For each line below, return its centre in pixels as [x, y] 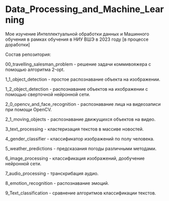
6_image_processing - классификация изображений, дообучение [75, 158]
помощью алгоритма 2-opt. [35, 70]
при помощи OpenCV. [29, 109]
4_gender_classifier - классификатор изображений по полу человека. [80, 139]
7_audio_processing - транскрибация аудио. [52, 173]
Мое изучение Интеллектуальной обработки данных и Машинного [77, 34]
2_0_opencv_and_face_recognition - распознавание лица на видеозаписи [83, 104]
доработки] [18, 44]
